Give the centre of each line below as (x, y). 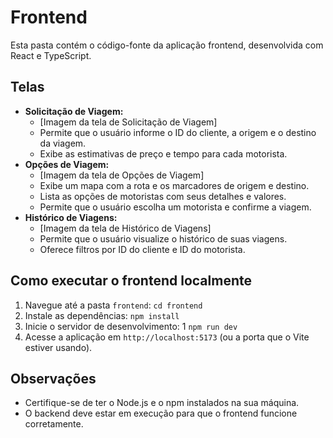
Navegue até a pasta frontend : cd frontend (113, 305)
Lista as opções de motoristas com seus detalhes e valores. (163, 196)
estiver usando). (58, 347)
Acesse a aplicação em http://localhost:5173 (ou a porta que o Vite (167, 337)
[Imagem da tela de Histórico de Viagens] (125, 228)
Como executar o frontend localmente (131, 281)
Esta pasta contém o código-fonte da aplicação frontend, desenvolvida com (167, 45)
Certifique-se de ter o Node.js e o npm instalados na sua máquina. (162, 403)
